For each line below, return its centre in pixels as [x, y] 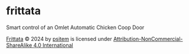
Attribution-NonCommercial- [148, 39]
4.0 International [53, 45]
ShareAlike [19, 45]
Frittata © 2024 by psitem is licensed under [59, 39]
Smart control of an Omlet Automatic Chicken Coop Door [75, 27]
